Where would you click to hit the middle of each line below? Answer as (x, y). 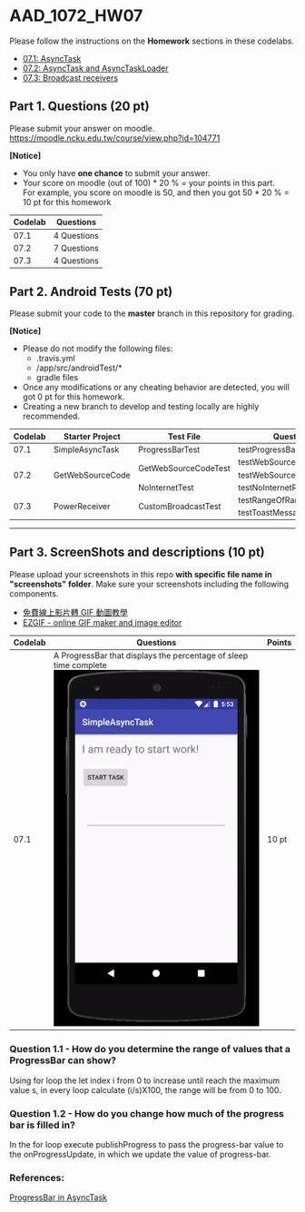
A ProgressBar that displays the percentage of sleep (151, 655)
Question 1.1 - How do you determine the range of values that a (150, 1049)
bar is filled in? (42, 1125)
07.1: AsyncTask (52, 58)
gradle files (57, 378)
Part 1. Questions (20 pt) (79, 107)
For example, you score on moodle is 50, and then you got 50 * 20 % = (156, 192)
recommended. (51, 416)
